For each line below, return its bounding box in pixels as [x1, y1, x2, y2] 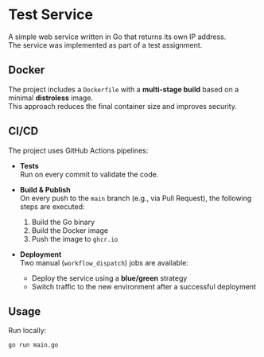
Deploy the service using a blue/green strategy [31, 273, 188, 283]
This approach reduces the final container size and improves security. [8, 101, 237, 111]
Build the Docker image [31, 225, 109, 235]
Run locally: [8, 326, 47, 336]
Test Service [8, 6, 94, 24]
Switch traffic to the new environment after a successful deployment [31, 281, 257, 291]
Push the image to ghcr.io [31, 234, 118, 243]
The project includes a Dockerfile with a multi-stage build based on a [8, 84, 239, 94]
